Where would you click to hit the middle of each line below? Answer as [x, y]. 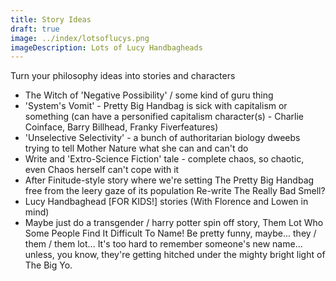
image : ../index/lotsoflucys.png [80, 38]
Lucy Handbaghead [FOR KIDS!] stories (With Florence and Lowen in [166, 202]
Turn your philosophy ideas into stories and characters [123, 76]
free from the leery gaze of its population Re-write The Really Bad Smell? [175, 191]
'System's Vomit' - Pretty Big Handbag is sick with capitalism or [156, 106]
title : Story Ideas [51, 19]
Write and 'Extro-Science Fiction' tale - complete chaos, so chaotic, [164, 159]
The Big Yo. [48, 265]
